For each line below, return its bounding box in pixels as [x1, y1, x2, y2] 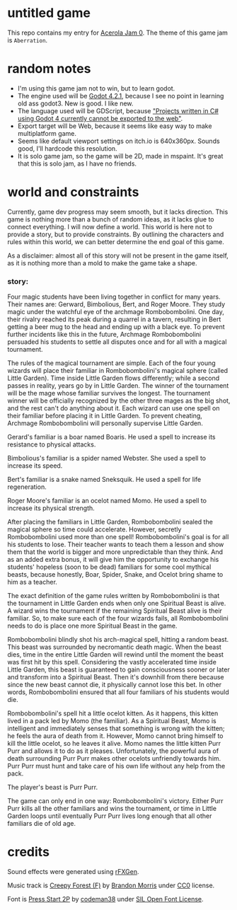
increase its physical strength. [7, 504, 96, 512]
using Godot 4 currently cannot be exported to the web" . [17, 114, 183, 122]
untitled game [7, 5, 91, 21]
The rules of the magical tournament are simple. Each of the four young [7, 359, 216, 367]
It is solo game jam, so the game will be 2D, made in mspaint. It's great [17, 151, 224, 160]
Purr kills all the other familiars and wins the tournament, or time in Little [7, 805, 217, 813]
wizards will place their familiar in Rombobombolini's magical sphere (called [7, 367, 229, 375]
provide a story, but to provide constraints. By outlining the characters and [7, 230, 224, 238]
